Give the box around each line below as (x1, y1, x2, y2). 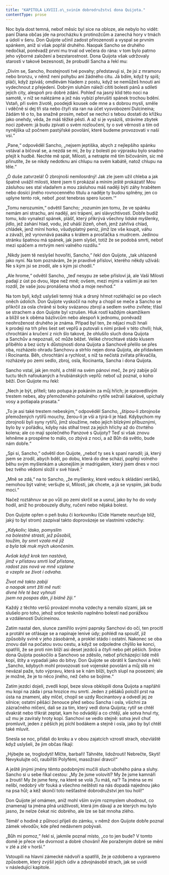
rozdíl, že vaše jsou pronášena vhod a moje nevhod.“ (6, 283, 116, 289)
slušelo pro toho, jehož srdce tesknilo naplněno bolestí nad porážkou (6, 609, 149, 616)
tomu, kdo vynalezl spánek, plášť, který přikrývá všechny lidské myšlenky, (6, 215, 159, 221)
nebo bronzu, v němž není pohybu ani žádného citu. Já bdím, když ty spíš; (6, 73, 160, 79)
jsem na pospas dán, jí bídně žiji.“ (6, 594, 76, 601)
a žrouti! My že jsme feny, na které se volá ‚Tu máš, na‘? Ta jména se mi (6, 777, 153, 783)
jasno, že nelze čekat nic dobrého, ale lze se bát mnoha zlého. (6, 808, 135, 814)
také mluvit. (6, 726, 30, 732)
